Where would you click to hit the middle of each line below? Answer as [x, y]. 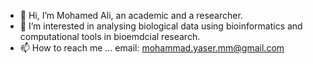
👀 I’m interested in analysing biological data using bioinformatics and [161, 26]
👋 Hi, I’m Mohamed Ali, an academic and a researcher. [131, 15]
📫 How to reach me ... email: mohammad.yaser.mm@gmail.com [152, 48]
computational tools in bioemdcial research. [110, 36]
